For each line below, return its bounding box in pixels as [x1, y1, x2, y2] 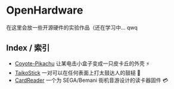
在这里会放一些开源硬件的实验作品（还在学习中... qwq [6, 24, 138, 31]
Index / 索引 [6, 43, 50, 53]
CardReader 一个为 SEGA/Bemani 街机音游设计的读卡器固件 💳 [14, 77, 169, 84]
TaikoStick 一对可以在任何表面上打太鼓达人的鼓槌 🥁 [14, 69, 141, 76]
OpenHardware [6, 4, 83, 17]
